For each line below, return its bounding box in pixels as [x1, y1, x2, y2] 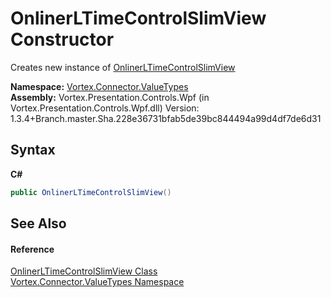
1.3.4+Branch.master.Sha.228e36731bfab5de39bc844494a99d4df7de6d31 [10, 112, 322, 124]
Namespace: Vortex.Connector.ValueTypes [10, 80, 189, 92]
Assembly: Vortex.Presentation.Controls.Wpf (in [10, 91, 210, 103]
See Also [10, 215, 67, 232]
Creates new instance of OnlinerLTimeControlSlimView [10, 61, 236, 73]
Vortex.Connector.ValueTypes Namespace [10, 276, 185, 288]
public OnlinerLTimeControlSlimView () [10, 187, 172, 197]
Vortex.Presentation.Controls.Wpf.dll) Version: [10, 102, 200, 114]
